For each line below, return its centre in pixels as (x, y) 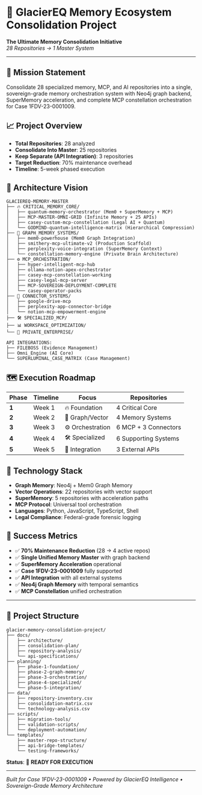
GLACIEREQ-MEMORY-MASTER (37, 202)
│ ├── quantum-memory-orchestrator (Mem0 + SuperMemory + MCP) (90, 212)
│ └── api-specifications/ (43, 656)
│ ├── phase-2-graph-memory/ (45, 672)
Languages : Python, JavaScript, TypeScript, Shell (77, 511)
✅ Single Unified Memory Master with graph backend (82, 557)
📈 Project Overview (44, 126)
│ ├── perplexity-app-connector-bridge (59, 307)
